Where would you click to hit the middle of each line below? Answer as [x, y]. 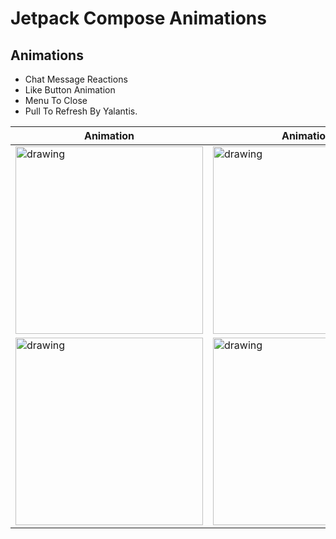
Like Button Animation [70, 90]
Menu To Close [56, 100]
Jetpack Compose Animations [138, 18]
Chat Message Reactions [76, 79]
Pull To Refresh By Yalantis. [81, 111]
